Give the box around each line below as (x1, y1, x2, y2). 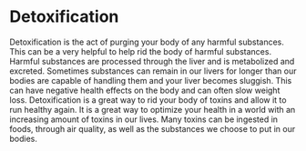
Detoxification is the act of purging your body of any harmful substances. (9, 36, 285, 47)
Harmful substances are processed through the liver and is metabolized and (9, 55, 295, 66)
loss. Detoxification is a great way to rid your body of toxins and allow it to (9, 94, 287, 106)
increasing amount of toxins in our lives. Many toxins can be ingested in (9, 114, 279, 125)
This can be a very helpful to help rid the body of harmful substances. (9, 45, 271, 56)
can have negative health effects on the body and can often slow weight (9, 85, 280, 96)
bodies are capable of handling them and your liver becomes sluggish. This (9, 75, 292, 86)
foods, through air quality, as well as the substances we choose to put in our (9, 123, 296, 134)
